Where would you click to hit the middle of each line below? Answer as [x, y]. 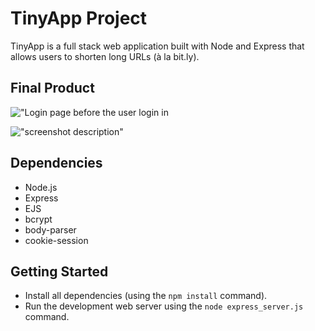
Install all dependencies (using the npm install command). [146, 296]
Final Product [52, 88]
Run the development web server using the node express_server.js [164, 306]
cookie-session [56, 240]
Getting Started [59, 271]
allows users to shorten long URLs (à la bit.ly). [105, 56]
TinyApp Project [79, 18]
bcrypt [38, 219]
